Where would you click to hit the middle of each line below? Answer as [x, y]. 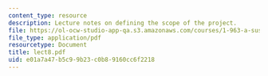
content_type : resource [48, 15]
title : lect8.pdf [37, 52]
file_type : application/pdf [55, 38]
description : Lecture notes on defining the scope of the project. [123, 23]
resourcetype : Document [48, 45]
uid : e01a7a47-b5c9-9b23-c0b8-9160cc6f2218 [82, 60]
